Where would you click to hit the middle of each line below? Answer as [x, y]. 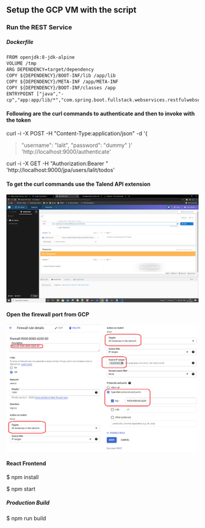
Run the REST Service [39, 27]
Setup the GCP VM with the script [71, 10]
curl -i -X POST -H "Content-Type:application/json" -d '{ [77, 134]
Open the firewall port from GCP [48, 314]
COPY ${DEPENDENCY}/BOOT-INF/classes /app [61, 88]
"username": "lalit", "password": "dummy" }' [77, 145]
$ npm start [21, 489]
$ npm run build [26, 518]
